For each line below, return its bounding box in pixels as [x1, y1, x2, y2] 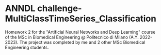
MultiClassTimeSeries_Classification [5, 13, 157, 24]
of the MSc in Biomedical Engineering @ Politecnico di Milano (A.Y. [5, 34, 139, 40]
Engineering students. [5, 44, 49, 50]
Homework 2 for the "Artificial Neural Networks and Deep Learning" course [5, 29, 156, 35]
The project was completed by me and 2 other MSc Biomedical [19, 39, 145, 45]
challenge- [37, 3, 82, 14]
